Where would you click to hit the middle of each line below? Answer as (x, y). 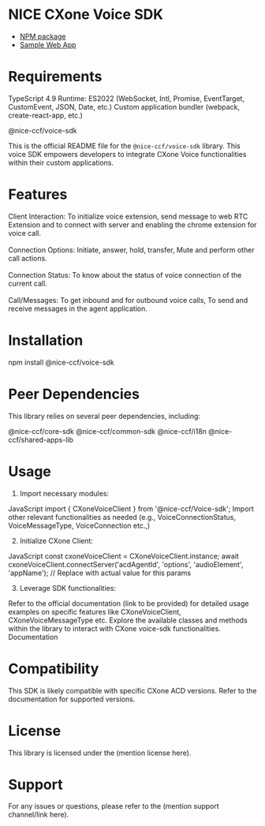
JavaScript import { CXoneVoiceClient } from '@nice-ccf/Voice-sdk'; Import (131, 508)
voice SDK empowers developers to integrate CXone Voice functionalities (127, 154)
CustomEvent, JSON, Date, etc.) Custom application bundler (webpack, (124, 107)
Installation (46, 340)
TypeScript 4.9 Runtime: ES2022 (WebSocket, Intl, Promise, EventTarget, (127, 98)
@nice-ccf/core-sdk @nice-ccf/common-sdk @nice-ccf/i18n (108, 431)
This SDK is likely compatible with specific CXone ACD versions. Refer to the (132, 690)
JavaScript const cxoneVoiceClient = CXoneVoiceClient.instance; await (123, 556)
